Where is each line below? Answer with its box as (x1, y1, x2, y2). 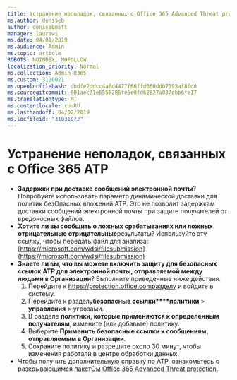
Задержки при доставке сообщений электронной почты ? (17, 184, 196, 193)
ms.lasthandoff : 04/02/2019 (7, 109, 90, 116)
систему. (28, 289, 56, 297)
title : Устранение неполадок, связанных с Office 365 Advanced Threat (7, 10, 219, 18)
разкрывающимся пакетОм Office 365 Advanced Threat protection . (17, 364, 219, 373)
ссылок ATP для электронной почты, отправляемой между (17, 266, 203, 275)
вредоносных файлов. (17, 214, 85, 222)
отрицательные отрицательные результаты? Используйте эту (17, 229, 207, 237)
